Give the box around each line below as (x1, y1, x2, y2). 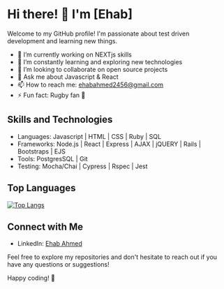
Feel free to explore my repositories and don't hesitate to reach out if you (7, 253, 218, 261)
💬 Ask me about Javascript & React (17, 73, 119, 81)
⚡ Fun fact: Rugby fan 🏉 (17, 91, 86, 99)
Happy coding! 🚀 (7, 274, 56, 282)
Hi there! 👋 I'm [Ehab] (7, 6, 133, 22)
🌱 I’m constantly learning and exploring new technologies (17, 57, 183, 66)
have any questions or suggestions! (7, 260, 110, 269)
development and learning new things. (7, 36, 118, 45)
